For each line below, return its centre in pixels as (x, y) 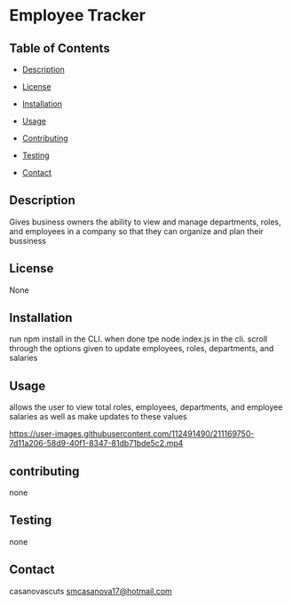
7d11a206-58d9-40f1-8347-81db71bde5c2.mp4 (96, 444)
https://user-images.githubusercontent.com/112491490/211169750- (132, 434)
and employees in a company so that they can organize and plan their (137, 231)
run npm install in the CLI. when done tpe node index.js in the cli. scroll (138, 339)
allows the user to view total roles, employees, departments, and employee (146, 407)
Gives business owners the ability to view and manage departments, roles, (145, 222)
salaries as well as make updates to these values (99, 417)
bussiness (28, 240)
